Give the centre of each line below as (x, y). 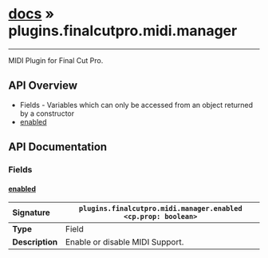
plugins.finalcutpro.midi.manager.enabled (160, 209)
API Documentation (58, 147)
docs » (32, 14)
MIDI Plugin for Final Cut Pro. (56, 60)
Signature (31, 212)
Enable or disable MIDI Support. (124, 242)
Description (35, 242)
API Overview (43, 86)
